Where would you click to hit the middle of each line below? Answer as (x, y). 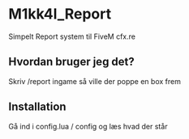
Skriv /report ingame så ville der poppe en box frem (94, 81)
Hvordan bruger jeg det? (72, 62)
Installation (37, 107)
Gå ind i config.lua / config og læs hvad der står (88, 126)
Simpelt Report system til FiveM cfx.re (72, 36)
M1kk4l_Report (60, 14)
